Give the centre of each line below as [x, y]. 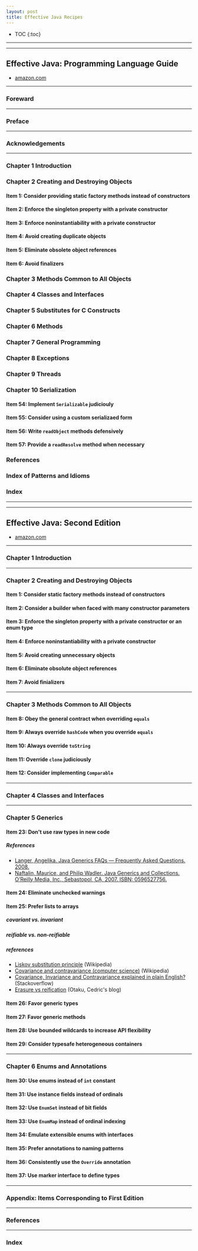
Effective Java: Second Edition [63, 522]
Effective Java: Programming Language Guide [92, 64]
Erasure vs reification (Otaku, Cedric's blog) [68, 990]
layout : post [22, 12]
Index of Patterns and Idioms [48, 476]
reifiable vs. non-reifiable [38, 935]
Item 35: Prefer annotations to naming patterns [65, 1148]
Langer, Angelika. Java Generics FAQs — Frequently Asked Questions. [100, 860]
